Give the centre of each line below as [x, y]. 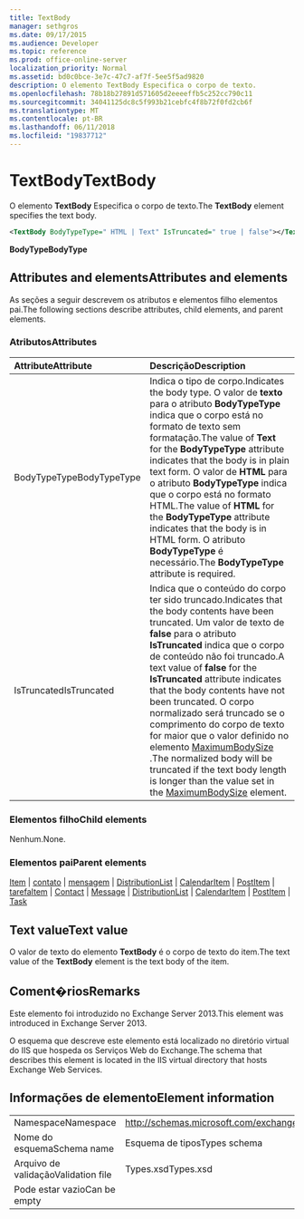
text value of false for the [204, 667]
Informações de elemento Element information [142, 1098]
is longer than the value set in [212, 780]
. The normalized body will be [211, 758]
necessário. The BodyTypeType [217, 562]
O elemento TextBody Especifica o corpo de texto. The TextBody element [147, 206]
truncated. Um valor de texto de [217, 622]
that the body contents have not [217, 690]
